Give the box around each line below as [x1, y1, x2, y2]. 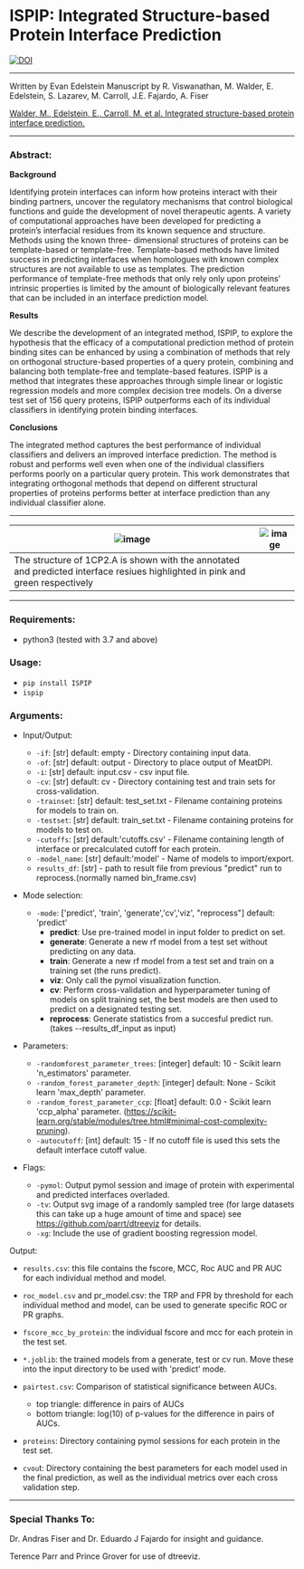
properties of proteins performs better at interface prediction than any [9, 488, 271, 499]
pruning [35, 1125, 66, 1136]
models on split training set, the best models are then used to [49, 994, 279, 1005]
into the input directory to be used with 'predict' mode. [22, 1363, 227, 1374]
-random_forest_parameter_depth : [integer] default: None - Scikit [35, 1077, 276, 1088]
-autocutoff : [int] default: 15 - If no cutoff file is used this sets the [35, 1135, 280, 1146]
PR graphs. [22, 1309, 64, 1320]
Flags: [22, 1162, 46, 1173]
